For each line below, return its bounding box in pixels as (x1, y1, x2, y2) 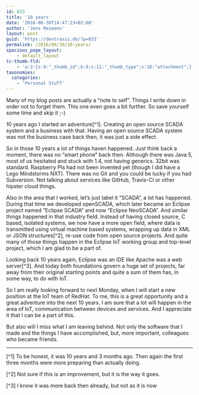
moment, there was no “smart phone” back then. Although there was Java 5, (6, 151, 193, 158)
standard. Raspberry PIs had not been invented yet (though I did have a (6, 164, 181, 171)
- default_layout (17, 53, 60, 59)
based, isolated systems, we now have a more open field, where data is (6, 219, 181, 226)
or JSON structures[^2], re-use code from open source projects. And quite (6, 232, 188, 239)
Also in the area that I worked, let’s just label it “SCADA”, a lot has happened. (6, 194, 192, 201)
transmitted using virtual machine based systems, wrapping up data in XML (6, 226, 191, 232)
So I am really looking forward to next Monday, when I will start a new (6, 286, 176, 294)
